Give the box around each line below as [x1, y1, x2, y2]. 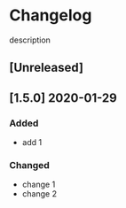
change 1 [21, 179, 56, 190]
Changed [9, 158, 51, 171]
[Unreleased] [9, 60, 84, 75]
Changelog [9, 5, 92, 26]
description [9, 35, 51, 45]
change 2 [21, 189, 58, 199]
